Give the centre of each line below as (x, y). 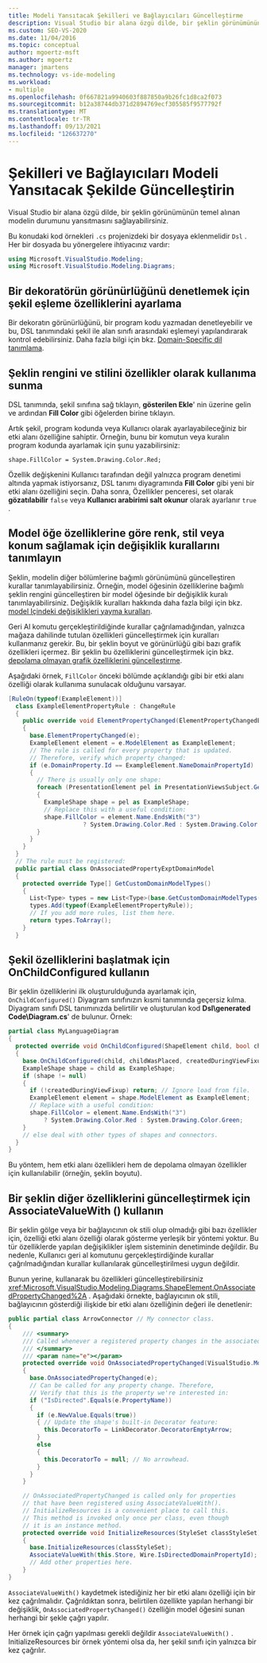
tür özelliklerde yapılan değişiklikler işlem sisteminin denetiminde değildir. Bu (133, 1247)
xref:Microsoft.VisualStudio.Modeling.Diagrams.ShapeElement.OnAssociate (132, 1288)
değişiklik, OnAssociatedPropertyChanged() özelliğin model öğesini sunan (126, 1609)
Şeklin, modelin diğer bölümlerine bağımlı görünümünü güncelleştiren (122, 577)
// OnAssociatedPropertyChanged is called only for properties (130, 1496)
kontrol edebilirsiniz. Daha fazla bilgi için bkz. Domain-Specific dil (115, 339)
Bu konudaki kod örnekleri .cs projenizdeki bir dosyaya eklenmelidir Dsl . (128, 236)
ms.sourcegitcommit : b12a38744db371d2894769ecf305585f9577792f (115, 104)
